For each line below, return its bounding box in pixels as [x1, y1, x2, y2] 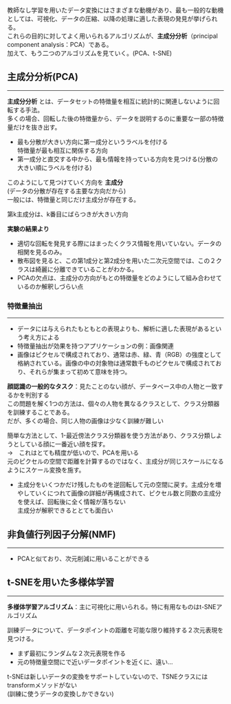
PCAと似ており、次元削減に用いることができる [16, 554, 150, 563]
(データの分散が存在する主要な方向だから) [7, 187, 126, 195]
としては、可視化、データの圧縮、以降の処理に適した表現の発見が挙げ [7, 14, 206, 23]
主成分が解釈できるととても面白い [16, 506, 113, 515]
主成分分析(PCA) [7, 71, 79, 83]
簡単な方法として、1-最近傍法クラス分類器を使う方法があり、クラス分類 [7, 431, 210, 439]
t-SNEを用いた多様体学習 [7, 577, 115, 588]
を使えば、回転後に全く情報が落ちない [16, 498, 126, 506]
